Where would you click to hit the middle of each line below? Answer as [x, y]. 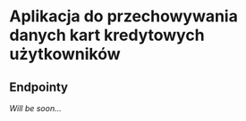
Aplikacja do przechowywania [124, 16]
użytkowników [65, 54]
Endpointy [39, 87]
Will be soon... [36, 108]
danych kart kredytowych [107, 35]
